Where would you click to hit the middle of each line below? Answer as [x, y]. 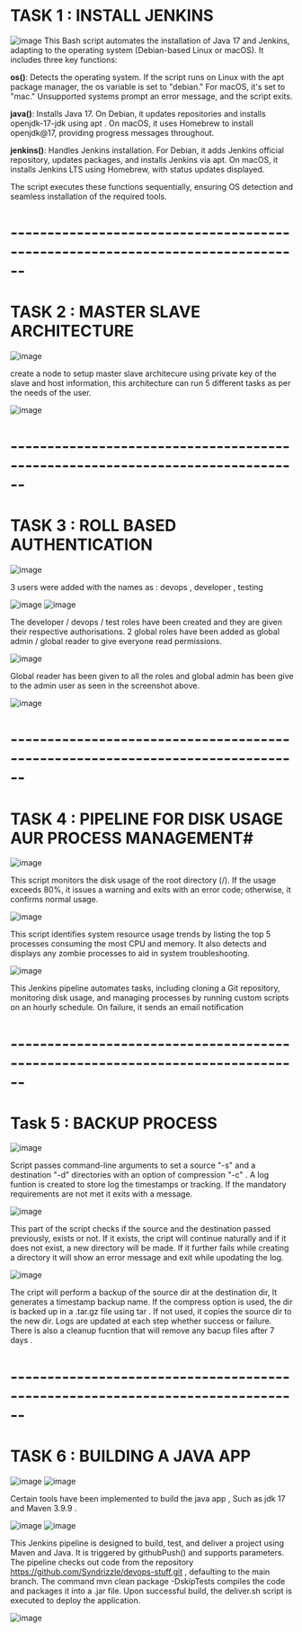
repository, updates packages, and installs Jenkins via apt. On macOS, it [144, 159]
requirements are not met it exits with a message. [102, 1194]
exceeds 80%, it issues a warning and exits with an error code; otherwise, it [151, 890]
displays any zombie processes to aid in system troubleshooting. [130, 954]
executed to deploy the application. [75, 1600]
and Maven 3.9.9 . [44, 1508]
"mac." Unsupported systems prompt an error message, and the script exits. [151, 96]
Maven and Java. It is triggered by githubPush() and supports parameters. [147, 1552]
